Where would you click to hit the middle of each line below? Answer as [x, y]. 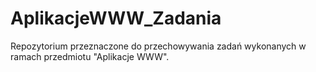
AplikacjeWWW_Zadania [116, 18]
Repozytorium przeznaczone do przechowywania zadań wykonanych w [158, 46]
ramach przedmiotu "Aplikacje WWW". [90, 56]
